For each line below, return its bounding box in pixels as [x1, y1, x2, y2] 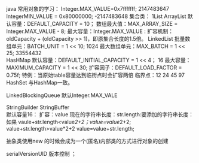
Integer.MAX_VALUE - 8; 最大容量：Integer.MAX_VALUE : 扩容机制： [6, 28, 174, 35]
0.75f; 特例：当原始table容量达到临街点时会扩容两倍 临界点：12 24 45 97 [6, 71, 185, 79]
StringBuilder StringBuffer [6, 104, 70, 111]
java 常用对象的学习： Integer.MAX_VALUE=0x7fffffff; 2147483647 [6, 5, 169, 12]
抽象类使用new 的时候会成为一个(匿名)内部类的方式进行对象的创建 [6, 137, 169, 144]
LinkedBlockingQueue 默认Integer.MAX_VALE [6, 92, 118, 99]
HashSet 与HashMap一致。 [6, 79, 74, 86]
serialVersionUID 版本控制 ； [6, 150, 76, 157]
